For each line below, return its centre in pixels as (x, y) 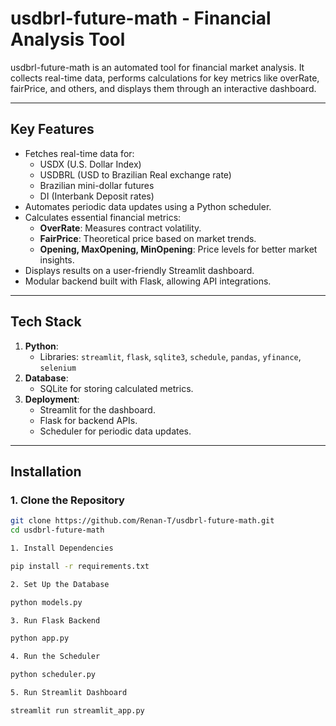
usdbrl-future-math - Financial (141, 18)
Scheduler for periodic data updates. (115, 431)
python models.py (46, 602)
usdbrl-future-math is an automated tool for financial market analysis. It (157, 67)
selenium (58, 368)
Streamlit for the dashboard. (97, 409)
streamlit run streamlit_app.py (77, 710)
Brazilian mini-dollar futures (97, 185)
